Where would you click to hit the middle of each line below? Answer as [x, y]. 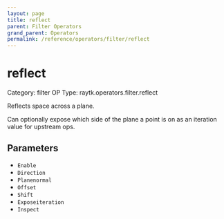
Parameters [33, 148]
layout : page [26, 13]
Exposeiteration [40, 202]
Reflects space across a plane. [51, 106]
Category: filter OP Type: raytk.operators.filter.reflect [83, 93]
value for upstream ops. [41, 127]
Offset [27, 187]
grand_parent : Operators [43, 33]
